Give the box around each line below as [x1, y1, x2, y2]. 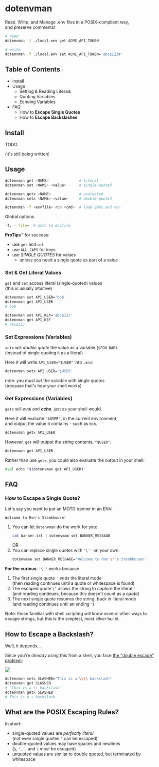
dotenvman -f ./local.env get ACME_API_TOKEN [5, 38, 99, 43]
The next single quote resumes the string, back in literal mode [12, 596, 136, 602]
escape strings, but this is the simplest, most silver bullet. [5, 616, 120, 622]
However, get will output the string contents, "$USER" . [5, 439, 112, 445]
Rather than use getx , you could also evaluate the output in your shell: [5, 457, 145, 463]
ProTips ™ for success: [5, 232, 50, 238]
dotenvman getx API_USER [5, 430, 55, 435]
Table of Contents [5, 65, 61, 73]
